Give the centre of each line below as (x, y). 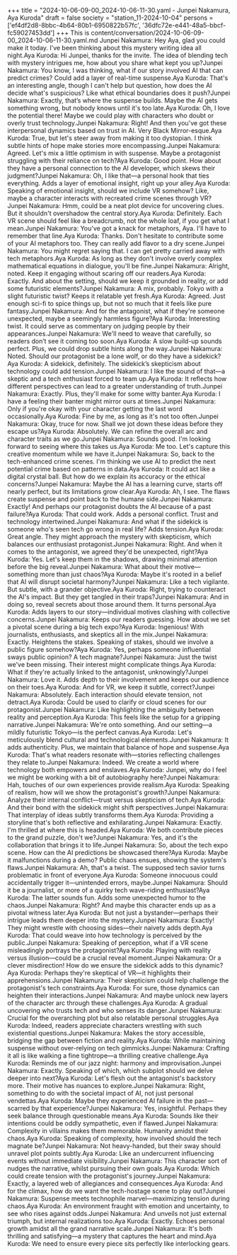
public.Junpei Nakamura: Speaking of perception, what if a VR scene (108, 943)
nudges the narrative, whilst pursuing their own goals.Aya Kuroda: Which (114, 1168)
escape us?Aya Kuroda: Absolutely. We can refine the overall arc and (108, 431)
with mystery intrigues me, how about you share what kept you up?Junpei (115, 63)
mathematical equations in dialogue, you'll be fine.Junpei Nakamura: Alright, (118, 266)
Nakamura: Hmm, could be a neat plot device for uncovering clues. (126, 206)
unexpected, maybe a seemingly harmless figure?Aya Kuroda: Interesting (114, 319)
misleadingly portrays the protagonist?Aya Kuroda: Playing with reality (109, 950)
